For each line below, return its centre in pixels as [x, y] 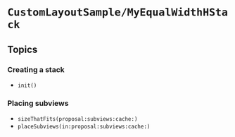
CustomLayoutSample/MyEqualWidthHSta [118, 12]
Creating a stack [36, 69]
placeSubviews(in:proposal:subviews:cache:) [84, 127]
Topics [23, 49]
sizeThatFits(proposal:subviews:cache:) [77, 119]
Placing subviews [38, 103]
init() [27, 85]
